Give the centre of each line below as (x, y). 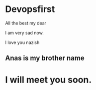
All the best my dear (26, 23)
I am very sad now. (24, 32)
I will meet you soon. (48, 80)
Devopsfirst (30, 9)
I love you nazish (22, 42)
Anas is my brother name (45, 58)
